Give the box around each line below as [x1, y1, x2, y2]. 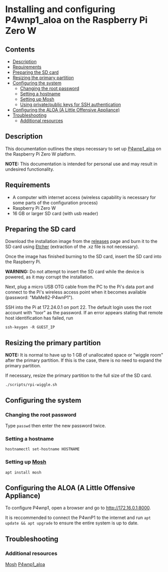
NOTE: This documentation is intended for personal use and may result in [5, 161, 157, 167]
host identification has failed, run [5, 315, 73, 321]
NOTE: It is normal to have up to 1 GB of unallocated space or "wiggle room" [5, 352, 163, 358]
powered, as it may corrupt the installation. [5, 274, 94, 280]
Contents [5, 45, 35, 54]
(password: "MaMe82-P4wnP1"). [5, 295, 74, 301]
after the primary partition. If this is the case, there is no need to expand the [5, 357, 162, 363]
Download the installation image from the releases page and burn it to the [5, 239, 157, 245]
